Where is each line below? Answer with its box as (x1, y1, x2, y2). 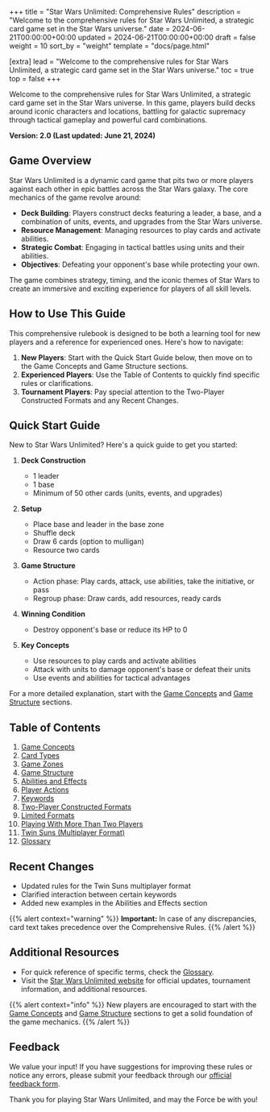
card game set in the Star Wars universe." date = (9, 24, 171, 33)
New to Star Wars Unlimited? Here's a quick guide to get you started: (9, 440, 238, 450)
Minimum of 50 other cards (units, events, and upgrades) (32, 488, 223, 498)
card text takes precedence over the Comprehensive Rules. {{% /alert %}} (9, 923, 256, 932)
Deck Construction (20, 455, 86, 466)
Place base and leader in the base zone (32, 520, 164, 529)
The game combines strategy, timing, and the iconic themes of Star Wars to (9, 275, 260, 284)
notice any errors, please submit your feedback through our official (9, 1070, 232, 1080)
